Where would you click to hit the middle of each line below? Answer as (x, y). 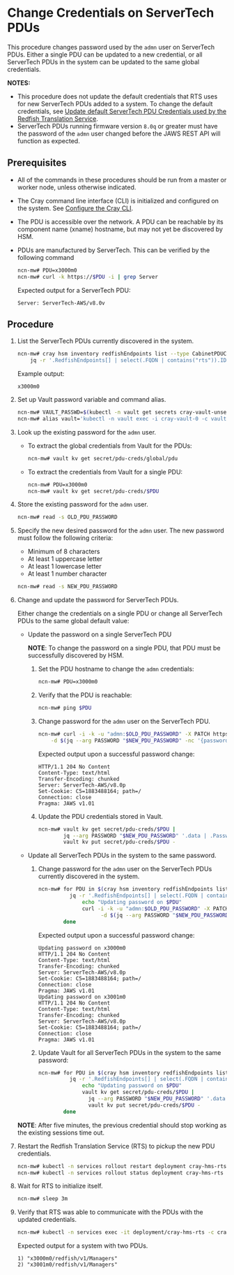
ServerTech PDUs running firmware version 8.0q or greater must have (117, 126)
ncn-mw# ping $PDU (65, 708)
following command (46, 257)
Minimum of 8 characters (64, 552)
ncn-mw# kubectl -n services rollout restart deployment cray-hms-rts (122, 1166)
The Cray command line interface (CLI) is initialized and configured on (118, 201)
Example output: (41, 374)
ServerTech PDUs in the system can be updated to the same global (103, 61)
